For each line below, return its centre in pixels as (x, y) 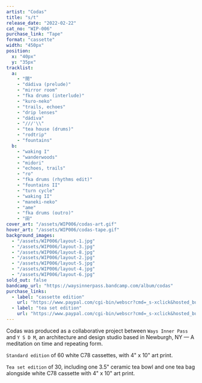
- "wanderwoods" (38, 157)
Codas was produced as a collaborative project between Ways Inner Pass (97, 331)
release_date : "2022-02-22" (41, 23)
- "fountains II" (39, 185)
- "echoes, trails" (41, 168)
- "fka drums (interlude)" (51, 96)
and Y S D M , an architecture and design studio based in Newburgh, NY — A (100, 337)
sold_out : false (26, 280)
